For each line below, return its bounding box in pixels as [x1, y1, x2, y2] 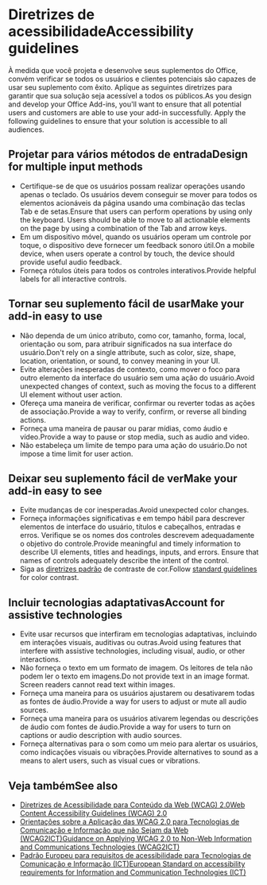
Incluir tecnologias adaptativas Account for [8, 596, 225, 609]
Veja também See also [8, 779, 118, 792]
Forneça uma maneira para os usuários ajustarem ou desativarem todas [19, 689, 255, 698]
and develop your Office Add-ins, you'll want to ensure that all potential [8, 99, 242, 109]
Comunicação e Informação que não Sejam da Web [19, 825, 189, 835]
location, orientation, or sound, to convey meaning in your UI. [19, 356, 221, 365]
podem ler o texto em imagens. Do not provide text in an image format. [19, 671, 250, 681]
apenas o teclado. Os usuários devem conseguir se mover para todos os [19, 189, 257, 199]
